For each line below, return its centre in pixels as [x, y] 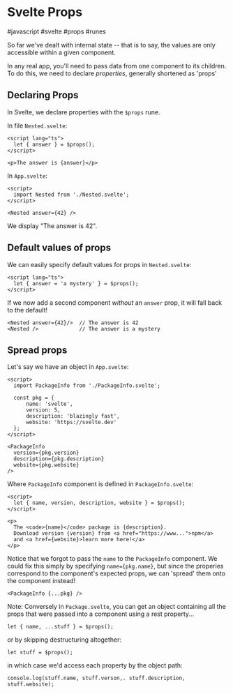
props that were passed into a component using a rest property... [100, 614]
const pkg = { [34, 398]
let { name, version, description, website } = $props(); [100, 503]
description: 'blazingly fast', [73, 416]
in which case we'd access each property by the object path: [95, 665]
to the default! [27, 310]
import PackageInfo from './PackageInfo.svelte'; [87, 386]
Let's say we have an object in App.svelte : [68, 367]
